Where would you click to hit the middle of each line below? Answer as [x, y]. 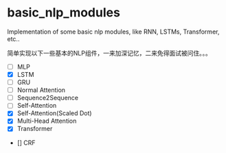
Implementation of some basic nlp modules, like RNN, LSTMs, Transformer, [113, 32]
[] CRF [26, 143]
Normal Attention [41, 90]
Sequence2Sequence [48, 98]
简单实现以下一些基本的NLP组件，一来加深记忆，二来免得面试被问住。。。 [109, 53]
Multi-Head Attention [47, 121]
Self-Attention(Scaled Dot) [54, 113]
